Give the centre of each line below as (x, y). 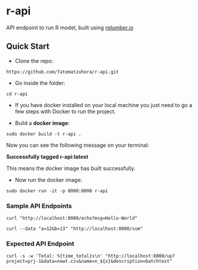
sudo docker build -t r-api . (44, 134)
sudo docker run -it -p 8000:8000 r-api (57, 191)
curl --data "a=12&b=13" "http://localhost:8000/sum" (75, 229)
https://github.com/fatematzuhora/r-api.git (63, 72)
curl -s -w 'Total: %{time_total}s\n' (54, 256)
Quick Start (28, 46)
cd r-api (17, 94)
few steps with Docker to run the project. (65, 111)
